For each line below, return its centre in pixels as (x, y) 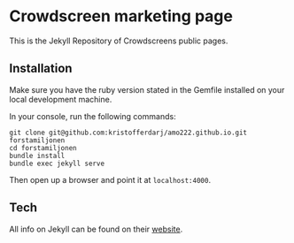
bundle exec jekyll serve (57, 163)
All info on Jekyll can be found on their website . (96, 229)
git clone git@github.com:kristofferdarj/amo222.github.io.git (128, 133)
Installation (41, 68)
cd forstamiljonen (43, 148)
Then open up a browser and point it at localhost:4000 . (110, 179)
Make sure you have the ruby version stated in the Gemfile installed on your (147, 89)
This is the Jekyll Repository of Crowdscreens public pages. (119, 41)
